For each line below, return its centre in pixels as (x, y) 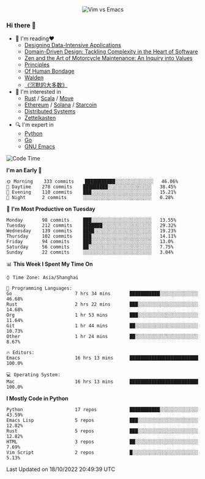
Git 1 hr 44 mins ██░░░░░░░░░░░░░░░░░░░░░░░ (102, 326)
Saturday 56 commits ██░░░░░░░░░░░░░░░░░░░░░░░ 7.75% (90, 247)
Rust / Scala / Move (49, 99)
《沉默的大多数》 (46, 85)
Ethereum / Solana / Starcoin (60, 105)
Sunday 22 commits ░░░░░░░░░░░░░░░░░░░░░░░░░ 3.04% (90, 252)
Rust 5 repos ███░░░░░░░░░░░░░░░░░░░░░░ (102, 431)
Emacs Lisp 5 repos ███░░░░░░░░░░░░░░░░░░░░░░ (102, 421)
